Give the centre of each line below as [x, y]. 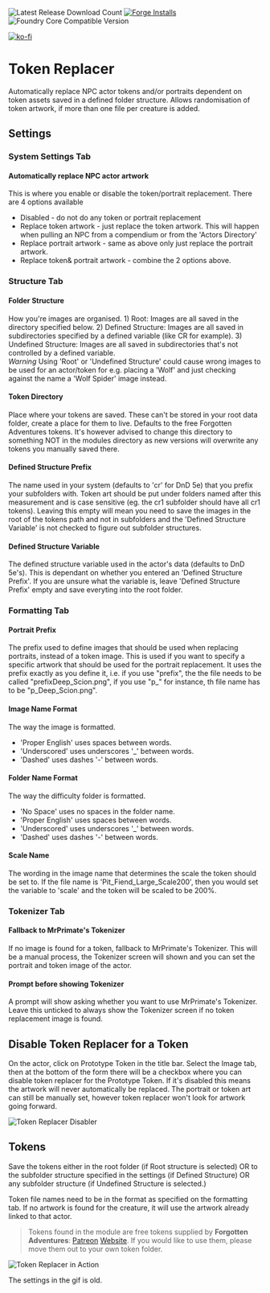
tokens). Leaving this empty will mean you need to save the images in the [130, 510]
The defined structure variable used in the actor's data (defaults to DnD [127, 564]
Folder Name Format [43, 778]
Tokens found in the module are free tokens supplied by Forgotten [138, 1232]
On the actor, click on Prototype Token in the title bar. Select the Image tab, [133, 1064]
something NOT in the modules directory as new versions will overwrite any [133, 440]
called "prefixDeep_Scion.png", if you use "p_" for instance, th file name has [134, 682]
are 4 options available [46, 202]
